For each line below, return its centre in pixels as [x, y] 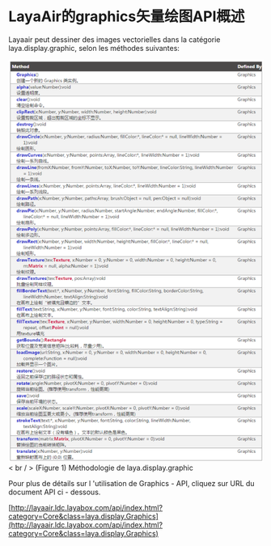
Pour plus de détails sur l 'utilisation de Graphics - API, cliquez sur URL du [131, 484]
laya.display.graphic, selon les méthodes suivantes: [94, 48]
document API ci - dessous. [55, 492]
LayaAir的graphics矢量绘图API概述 [127, 17]
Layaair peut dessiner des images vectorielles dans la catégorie [114, 39]
